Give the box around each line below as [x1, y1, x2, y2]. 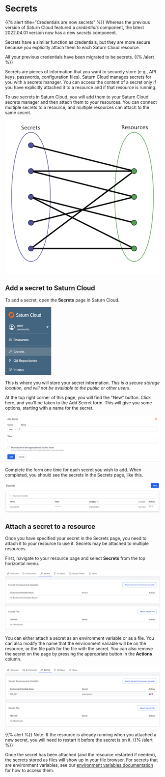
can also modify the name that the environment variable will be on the [5, 640, 146, 646]
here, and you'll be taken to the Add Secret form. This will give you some [5, 400, 152, 406]
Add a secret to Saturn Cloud [5, 284, 95, 293]
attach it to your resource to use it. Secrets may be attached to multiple [5, 540, 149, 546]
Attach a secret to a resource [5, 522, 96, 531]
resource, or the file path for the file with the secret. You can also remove [5, 645, 153, 652]
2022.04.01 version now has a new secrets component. [5, 30, 117, 35]
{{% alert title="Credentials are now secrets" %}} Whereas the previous [5, 19, 150, 25]
